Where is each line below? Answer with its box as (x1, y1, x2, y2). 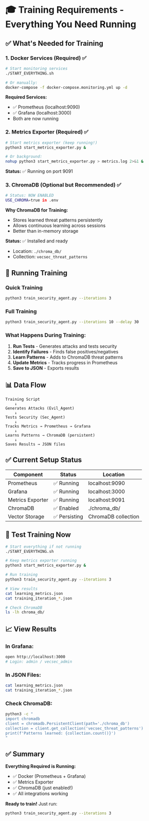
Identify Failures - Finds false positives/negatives (12, 349, 119, 355)
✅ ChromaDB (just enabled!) (12, 785, 73, 791)
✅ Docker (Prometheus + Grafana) (12, 773, 86, 779)
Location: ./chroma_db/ (12, 248, 62, 254)
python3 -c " (5, 712, 33, 717)
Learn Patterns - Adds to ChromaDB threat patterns (12, 354, 123, 360)
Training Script (5, 397, 40, 402)
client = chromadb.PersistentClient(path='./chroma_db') (5, 721, 130, 726)
